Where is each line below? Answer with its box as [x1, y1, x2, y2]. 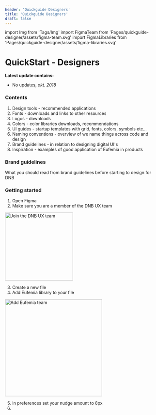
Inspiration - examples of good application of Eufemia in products [12, 146, 143, 152]
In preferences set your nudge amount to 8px [12, 400, 103, 406]
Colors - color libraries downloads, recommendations [12, 121, 119, 127]
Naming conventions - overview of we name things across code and [12, 131, 149, 137]
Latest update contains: [5, 73, 54, 79]
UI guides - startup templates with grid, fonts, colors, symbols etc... [12, 126, 147, 131]
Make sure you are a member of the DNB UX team [12, 203, 112, 209]
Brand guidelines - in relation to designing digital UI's [12, 141, 118, 147]
